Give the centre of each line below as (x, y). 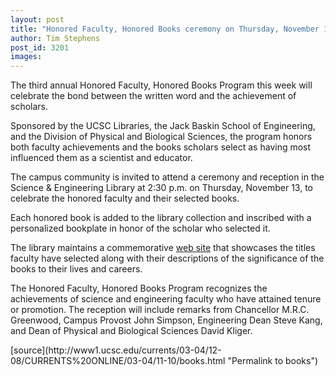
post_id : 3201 (40, 47)
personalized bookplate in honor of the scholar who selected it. (140, 228)
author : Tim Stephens (55, 38)
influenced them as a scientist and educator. (101, 158)
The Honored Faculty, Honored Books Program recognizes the (139, 288)
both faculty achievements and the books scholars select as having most (161, 147)
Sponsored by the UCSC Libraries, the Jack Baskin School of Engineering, (163, 126)
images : (26, 57)
